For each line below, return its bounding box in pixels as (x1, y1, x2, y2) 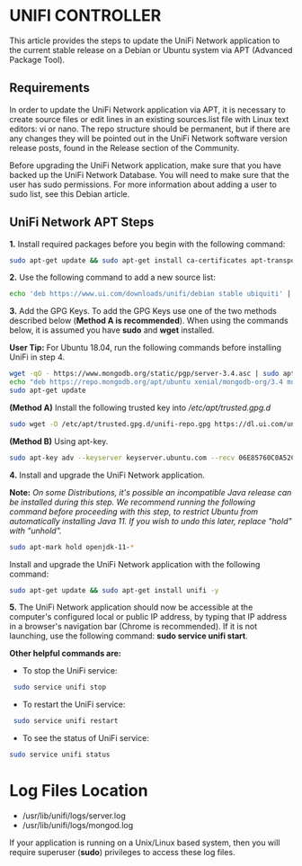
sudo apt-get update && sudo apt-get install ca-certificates (9, 255, 247, 265)
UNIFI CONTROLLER (9, 5, 162, 26)
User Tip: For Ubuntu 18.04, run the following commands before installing (9, 343, 281, 353)
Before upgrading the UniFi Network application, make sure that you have (9, 159, 281, 171)
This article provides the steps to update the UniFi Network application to (9, 35, 280, 46)
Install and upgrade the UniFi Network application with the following (9, 558, 261, 569)
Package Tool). (9, 54, 66, 65)
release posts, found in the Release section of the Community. (9, 142, 240, 153)
